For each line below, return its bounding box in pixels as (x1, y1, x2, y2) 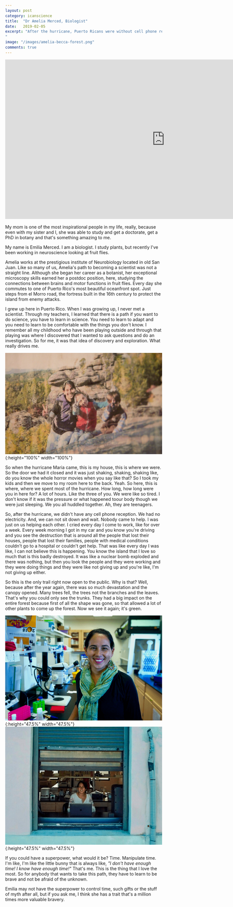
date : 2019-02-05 (5, 24, 46, 29)
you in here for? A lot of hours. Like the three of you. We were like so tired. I (5, 491, 160, 497)
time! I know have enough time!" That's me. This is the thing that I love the (5, 865, 157, 872)
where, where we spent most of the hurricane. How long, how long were (5, 486, 154, 492)
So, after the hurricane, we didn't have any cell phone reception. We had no (5, 511, 160, 517)
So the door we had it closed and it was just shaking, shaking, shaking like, (5, 470, 158, 476)
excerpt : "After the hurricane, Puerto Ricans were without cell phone (5, 29, 157, 34)
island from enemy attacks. (5, 296, 61, 302)
